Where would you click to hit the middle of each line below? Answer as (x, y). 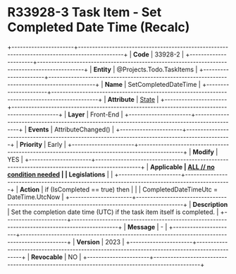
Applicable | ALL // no (182, 167)
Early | (57, 144)
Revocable (47, 257)
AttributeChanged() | (84, 129)
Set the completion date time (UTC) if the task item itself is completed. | (115, 212)
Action (30, 189)
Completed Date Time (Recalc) (99, 27)
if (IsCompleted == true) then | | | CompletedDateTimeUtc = (131, 189)
